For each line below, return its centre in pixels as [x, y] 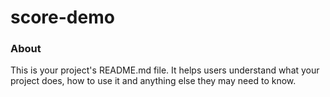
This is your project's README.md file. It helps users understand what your [165, 70]
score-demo [62, 17]
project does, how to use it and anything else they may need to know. [153, 81]
